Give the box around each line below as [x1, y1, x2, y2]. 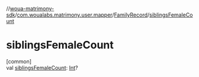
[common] [6, 57, 32, 65]
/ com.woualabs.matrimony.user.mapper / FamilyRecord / [14, 11, 150, 18]
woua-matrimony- [10, 5, 55, 12]
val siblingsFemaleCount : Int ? [6, 64, 79, 71]
